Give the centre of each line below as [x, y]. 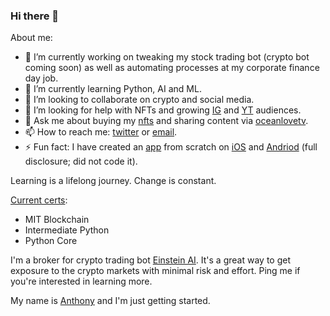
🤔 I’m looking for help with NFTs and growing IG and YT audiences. [163, 110]
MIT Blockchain [57, 220]
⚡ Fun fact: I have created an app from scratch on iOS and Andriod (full [171, 147]
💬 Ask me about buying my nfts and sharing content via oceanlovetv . [166, 121]
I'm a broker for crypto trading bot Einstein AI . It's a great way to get [150, 260]
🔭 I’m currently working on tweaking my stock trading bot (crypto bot [167, 57]
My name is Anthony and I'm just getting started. [110, 301]
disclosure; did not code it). [81, 161]
